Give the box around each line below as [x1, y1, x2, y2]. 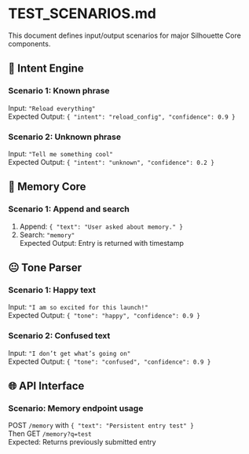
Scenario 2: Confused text [8, 331, 111, 342]
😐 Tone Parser [8, 261, 82, 274]
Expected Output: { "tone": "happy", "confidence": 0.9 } [8, 311, 200, 320]
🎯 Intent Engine [8, 62, 84, 75]
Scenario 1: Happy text [8, 284, 96, 295]
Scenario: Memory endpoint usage [8, 402, 144, 413]
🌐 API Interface [8, 379, 85, 393]
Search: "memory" [19, 229, 75, 240]
